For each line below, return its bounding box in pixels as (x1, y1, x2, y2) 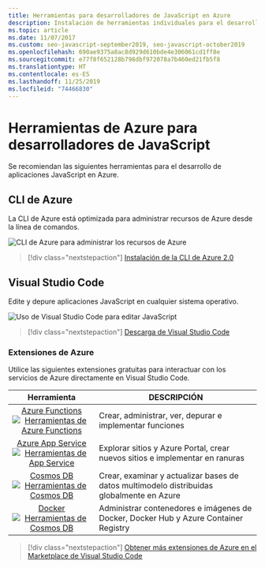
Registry (98, 522, 130, 533)
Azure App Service (17, 438, 87, 449)
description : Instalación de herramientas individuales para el (8, 19, 224, 27)
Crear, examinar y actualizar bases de (98, 470, 239, 481)
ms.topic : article (8, 26, 69, 34)
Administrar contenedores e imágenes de (98, 503, 252, 514)
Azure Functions (21, 405, 83, 417)
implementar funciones (98, 420, 185, 431)
